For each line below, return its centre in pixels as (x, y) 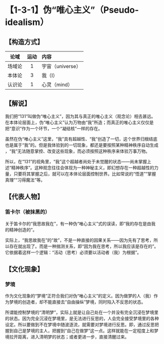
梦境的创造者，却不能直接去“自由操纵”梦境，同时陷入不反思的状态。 (77, 302)
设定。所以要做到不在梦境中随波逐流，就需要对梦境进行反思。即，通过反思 (80, 325)
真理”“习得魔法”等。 (25, 180)
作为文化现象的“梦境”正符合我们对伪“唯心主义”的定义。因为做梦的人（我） (79, 296)
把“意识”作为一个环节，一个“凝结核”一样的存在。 (54, 128)
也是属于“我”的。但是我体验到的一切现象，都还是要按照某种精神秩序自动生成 (82, 145)
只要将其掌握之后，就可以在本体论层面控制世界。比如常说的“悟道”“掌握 (85, 174)
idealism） (27, 22)
